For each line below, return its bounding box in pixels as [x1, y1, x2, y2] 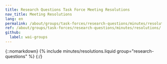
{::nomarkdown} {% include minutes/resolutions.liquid [5, 48, 116, 54]
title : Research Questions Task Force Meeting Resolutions [5, 7, 130, 12]
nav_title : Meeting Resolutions [5, 12, 72, 17]
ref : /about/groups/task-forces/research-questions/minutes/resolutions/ [5, 26, 162, 31]
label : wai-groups [9, 35, 48, 40]
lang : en [5, 16, 23, 21]
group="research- [116, 48, 154, 54]
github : [5, 30, 21, 35]
